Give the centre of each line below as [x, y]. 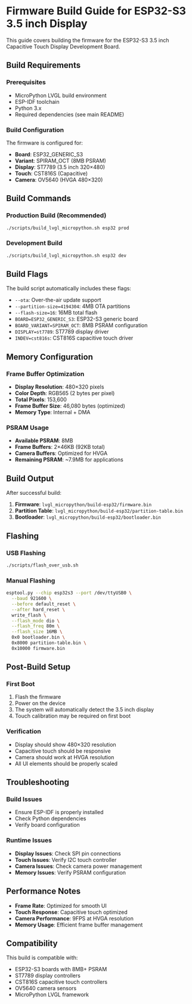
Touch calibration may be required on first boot [73, 716]
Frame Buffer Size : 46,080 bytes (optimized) [70, 406]
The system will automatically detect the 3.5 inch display [84, 710]
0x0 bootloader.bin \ [38, 637]
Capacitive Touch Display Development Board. [63, 47]
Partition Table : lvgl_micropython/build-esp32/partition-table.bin [99, 511]
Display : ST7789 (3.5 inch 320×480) [60, 167]
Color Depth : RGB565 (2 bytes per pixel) [65, 393]
